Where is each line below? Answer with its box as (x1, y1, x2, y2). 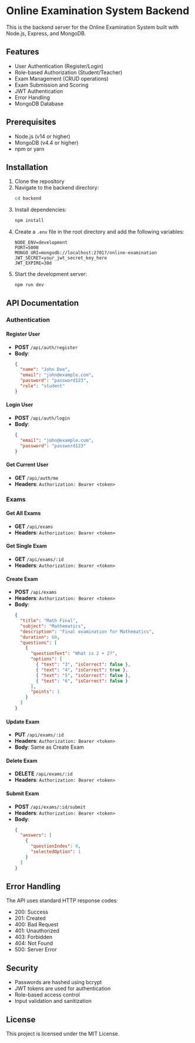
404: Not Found (14, 940, 53, 947)
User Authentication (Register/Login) (14, 62, 104, 69)
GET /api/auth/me (14, 474, 59, 481)
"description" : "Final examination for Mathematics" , (20, 629, 154, 635)
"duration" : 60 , (20, 634, 60, 640)
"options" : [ (30, 656, 63, 662)
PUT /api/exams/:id (14, 731, 64, 738)
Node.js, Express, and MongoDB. (6, 29, 86, 36)
